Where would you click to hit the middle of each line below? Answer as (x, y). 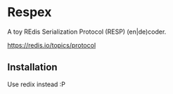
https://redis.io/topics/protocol (52, 45)
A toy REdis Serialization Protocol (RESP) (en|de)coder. (87, 32)
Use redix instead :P (36, 84)
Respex (30, 12)
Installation (32, 67)
